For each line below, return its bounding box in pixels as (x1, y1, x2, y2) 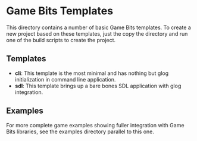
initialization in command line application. (14, 76, 116, 83)
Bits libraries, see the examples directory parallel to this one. (6, 128, 155, 135)
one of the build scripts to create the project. (6, 36, 116, 43)
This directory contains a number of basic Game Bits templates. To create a (6, 24, 192, 31)
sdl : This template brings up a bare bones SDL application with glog (14, 82, 182, 89)
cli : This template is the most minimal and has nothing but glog (14, 70, 169, 77)
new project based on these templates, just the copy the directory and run (6, 30, 188, 37)
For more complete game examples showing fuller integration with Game (6, 121, 185, 129)
